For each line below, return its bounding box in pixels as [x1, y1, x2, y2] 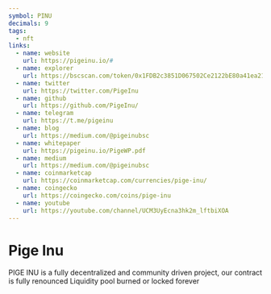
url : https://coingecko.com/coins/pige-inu [23, 191, 172, 200]
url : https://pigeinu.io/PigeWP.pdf [23, 147, 147, 155]
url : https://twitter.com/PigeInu [23, 86, 139, 95]
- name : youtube [15, 199, 70, 207]
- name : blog [15, 124, 60, 132]
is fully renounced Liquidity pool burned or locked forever [8, 276, 200, 286]
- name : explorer [15, 64, 74, 72]
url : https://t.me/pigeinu [23, 117, 114, 125]
